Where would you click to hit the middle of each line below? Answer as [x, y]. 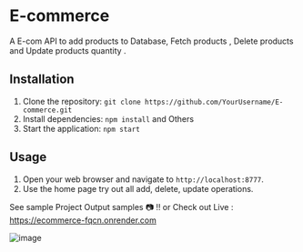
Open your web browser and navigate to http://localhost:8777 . [143, 179]
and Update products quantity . [68, 50]
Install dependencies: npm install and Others [108, 118]
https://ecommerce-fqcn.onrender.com [83, 220]
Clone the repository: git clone [81, 101]
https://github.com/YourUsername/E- [214, 102]
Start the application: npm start [81, 128]
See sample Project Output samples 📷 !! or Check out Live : [121, 207]
